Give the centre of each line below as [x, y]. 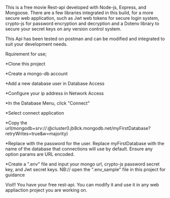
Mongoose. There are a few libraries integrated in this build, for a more [79, 13]
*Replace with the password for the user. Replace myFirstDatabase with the [85, 143]
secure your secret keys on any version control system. [63, 29]
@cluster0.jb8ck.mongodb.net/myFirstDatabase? [99, 128]
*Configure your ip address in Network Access [55, 93]
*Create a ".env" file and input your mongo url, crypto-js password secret [82, 164]
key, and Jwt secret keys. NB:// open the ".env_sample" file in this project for [86, 169]
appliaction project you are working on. [46, 190]
